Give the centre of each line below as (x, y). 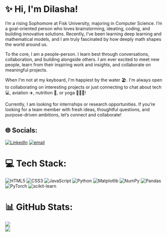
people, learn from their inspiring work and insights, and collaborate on (78, 64)
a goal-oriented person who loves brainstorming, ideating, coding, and (78, 28)
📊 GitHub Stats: (39, 207)
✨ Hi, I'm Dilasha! (42, 9)
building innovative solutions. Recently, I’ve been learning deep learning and (83, 34)
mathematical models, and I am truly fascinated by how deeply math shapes (83, 39)
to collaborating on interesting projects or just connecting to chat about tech (83, 87)
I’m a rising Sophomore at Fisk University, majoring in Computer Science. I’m (84, 23)
